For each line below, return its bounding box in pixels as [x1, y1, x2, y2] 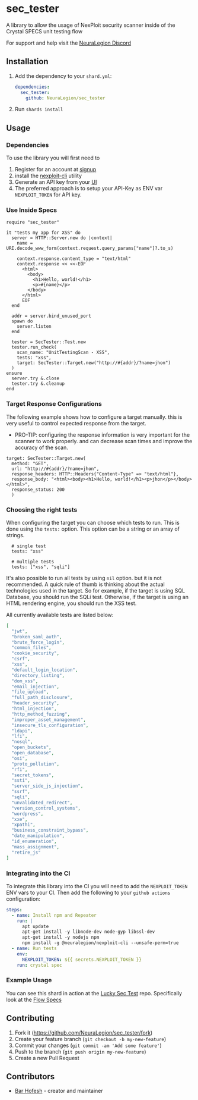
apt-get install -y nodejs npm [21, 935, 100, 941]
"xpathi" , [11, 822, 36, 828]
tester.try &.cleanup [11, 381, 65, 387]
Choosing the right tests [6, 505, 78, 513]
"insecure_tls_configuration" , [11, 722, 89, 728]
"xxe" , [11, 816, 28, 822]
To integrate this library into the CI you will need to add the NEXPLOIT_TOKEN [6, 882, 188, 889]
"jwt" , [11, 628, 28, 634]
